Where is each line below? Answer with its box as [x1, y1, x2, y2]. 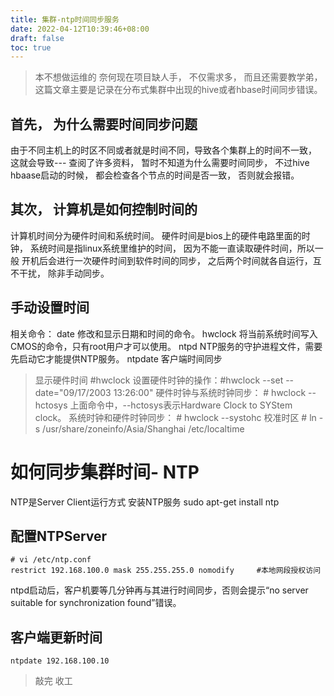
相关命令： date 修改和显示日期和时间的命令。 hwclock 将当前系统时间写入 [10, 327, 318, 340]
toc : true [10, 42, 52, 53]
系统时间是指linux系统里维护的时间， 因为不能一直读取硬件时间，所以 [29, 242, 315, 254]
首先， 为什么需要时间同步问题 [10, 116, 198, 133]
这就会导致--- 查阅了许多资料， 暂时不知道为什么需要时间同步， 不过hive [10, 157, 310, 169]
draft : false [10, 33, 65, 43]
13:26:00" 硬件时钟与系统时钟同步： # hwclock [113, 386, 307, 398]
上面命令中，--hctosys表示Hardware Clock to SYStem [69, 399, 293, 411]
